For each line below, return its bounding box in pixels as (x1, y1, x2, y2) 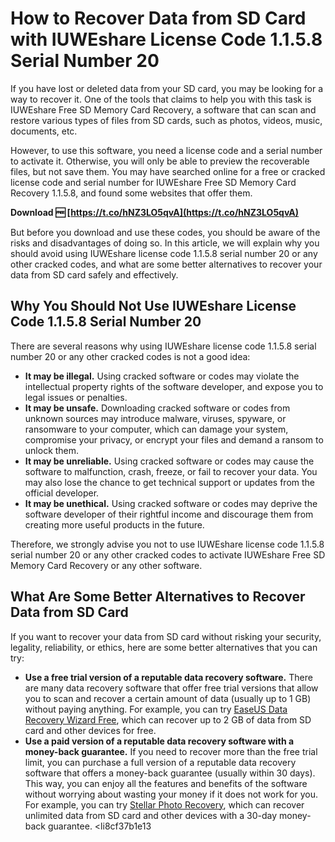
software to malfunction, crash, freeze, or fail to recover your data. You (24, 465, 318, 477)
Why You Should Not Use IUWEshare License (10, 298, 297, 315)
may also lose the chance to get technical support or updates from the (24, 476, 316, 488)
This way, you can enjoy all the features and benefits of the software (24, 777, 308, 789)
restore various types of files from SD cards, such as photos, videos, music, (10, 114, 323, 126)
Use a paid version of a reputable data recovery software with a (24, 735, 295, 747)
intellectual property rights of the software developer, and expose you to (24, 380, 324, 392)
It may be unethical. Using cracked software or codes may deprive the (24, 497, 318, 509)
